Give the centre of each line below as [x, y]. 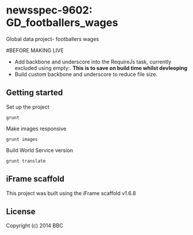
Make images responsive [36, 128]
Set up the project [28, 107]
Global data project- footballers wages [53, 39]
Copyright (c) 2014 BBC [35, 226]
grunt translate [26, 161]
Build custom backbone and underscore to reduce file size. [86, 74]
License [21, 211]
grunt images [22, 139]
